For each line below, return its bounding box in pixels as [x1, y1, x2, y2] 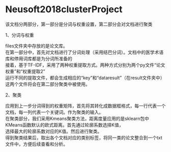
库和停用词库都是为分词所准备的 [5, 55, 72, 62]
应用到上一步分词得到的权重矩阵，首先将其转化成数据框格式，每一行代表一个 [5, 103, 166, 109]
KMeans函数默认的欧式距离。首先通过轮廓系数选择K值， [5, 121, 124, 128]
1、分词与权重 [5, 32, 34, 38]
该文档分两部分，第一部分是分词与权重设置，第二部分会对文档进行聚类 [5, 21, 153, 27]
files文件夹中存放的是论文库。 [5, 42, 68, 49]
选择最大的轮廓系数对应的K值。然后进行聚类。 [5, 128, 102, 134]
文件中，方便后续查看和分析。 [5, 141, 68, 147]
